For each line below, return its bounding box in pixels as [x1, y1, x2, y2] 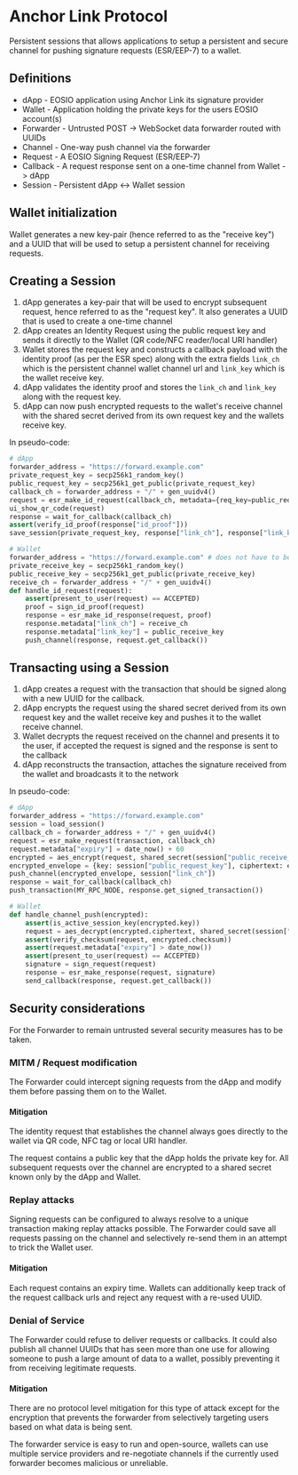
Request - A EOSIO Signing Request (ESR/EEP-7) [21, 151, 201, 162]
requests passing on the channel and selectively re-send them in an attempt [9, 1233, 287, 1244]
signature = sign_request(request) [25, 960, 157, 969]
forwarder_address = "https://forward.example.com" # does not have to [9, 553, 279, 562]
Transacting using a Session [9, 661, 169, 676]
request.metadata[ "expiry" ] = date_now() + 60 [9, 845, 184, 854]
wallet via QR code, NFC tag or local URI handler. [9, 1135, 188, 1146]
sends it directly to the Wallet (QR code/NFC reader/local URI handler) [21, 335, 278, 346]
